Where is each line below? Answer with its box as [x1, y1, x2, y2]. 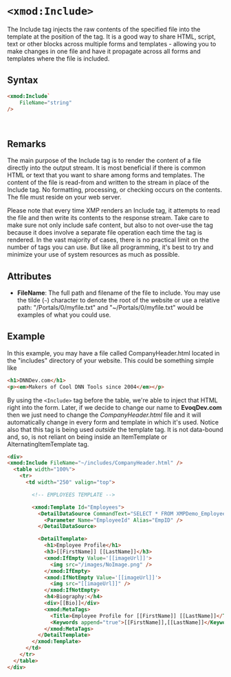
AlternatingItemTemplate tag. [7, 440, 89, 448]
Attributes [7, 271, 52, 282]
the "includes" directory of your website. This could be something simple [7, 356, 214, 364]
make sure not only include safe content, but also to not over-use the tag [7, 221, 213, 229]
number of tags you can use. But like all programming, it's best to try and [7, 243, 214, 251]
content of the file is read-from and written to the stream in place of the [7, 178, 210, 187]
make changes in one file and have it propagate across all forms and [7, 47, 201, 55]
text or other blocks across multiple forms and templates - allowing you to [7, 39, 217, 48]
